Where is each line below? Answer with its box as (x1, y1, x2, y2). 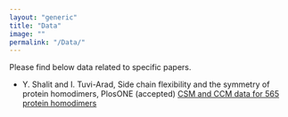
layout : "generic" (9, 12, 78, 22)
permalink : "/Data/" (9, 37, 86, 47)
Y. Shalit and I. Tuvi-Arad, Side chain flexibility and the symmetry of (21, 79, 270, 90)
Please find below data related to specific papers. (9, 62, 192, 73)
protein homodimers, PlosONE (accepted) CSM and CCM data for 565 (21, 89, 280, 99)
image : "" (9, 29, 46, 38)
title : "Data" (9, 21, 62, 30)
